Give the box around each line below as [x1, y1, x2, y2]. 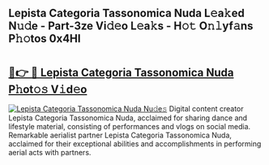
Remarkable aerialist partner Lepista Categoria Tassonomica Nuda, [8, 130, 233, 140]
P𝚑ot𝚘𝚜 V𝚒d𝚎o [8, 82, 88, 96]
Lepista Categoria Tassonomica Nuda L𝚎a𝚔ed [8, 7, 245, 20]
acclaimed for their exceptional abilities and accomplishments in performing [8, 139, 262, 149]
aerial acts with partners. [8, 148, 92, 157]
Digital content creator [169, 104, 244, 113]
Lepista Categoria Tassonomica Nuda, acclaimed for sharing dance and [8, 113, 248, 123]
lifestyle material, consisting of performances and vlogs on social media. [8, 122, 251, 131]
